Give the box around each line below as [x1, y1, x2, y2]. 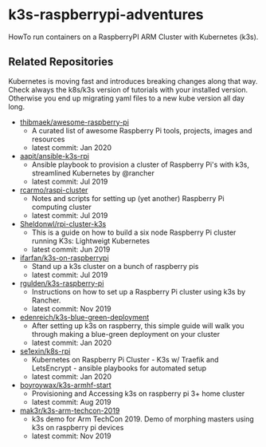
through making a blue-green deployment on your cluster [31, 329, 221, 338]
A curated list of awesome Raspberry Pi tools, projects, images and [31, 125, 252, 135]
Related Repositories [8, 55, 114, 69]
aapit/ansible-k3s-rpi [19, 151, 90, 160]
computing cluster [31, 202, 92, 212]
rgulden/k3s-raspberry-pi [19, 278, 104, 288]
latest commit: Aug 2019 [31, 397, 111, 406]
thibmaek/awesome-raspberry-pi [19, 117, 130, 127]
